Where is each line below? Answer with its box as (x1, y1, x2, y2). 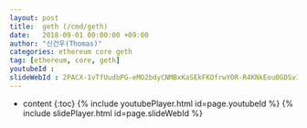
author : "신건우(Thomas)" (9, 38, 102, 48)
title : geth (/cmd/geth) (9, 22, 108, 31)
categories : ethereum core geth (9, 48, 132, 57)
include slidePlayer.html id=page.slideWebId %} (22, 107, 203, 119)
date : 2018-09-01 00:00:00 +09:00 (9, 30, 149, 39)
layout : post (9, 13, 59, 23)
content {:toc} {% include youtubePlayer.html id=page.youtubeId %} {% (22, 98, 294, 109)
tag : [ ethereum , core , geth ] (9, 56, 121, 65)
